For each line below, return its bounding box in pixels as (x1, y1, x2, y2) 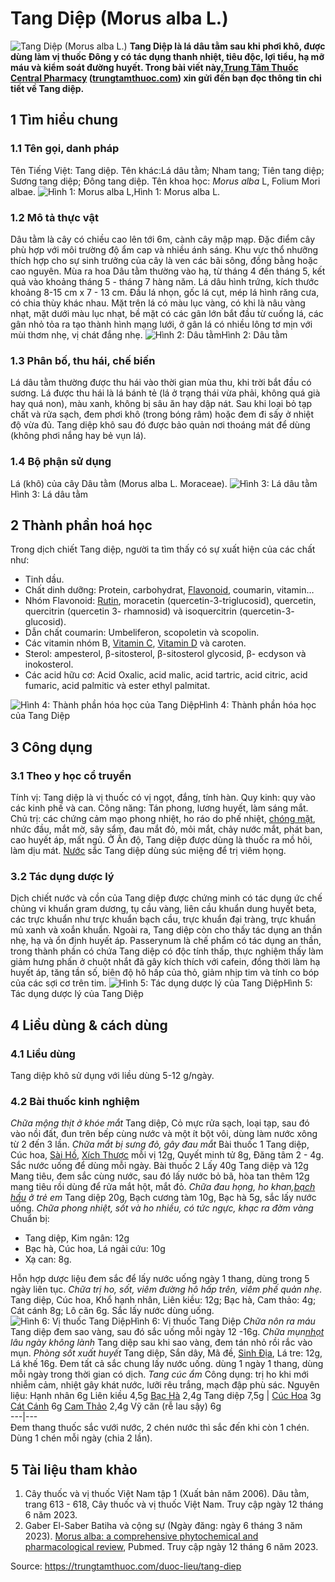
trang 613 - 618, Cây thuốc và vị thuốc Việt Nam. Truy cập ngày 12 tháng (24, 1498, 324, 1511)
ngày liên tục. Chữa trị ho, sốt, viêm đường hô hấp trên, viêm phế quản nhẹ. (10, 1283, 323, 1296)
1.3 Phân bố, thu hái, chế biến (10, 353, 156, 367)
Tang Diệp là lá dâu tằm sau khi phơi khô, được (129, 40, 326, 52)
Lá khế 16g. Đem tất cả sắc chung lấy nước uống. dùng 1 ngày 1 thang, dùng (10, 1358, 324, 1370)
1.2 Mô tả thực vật (10, 210, 99, 224)
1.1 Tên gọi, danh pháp (10, 142, 120, 156)
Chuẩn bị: (10, 1213, 50, 1225)
